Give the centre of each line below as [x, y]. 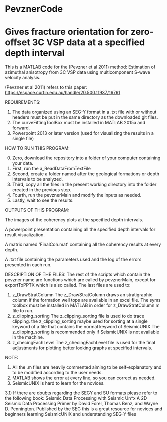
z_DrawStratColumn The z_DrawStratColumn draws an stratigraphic [82, 295]
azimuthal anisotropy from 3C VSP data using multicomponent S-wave [78, 72]
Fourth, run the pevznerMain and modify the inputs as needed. [77, 195]
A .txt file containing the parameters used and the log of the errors [73, 260]
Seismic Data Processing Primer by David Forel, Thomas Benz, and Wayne [82, 404]
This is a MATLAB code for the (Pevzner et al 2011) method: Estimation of [80, 67]
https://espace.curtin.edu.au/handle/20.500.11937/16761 [63, 93]
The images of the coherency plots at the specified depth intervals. [74, 220]
